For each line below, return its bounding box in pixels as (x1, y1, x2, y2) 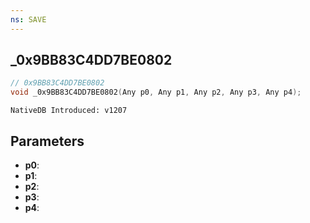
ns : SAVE (10, 14, 47, 25)
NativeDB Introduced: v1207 (10, 106, 128, 116)
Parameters (10, 132, 85, 150)
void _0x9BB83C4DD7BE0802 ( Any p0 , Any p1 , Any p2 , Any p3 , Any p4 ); (10, 87, 302, 98)
